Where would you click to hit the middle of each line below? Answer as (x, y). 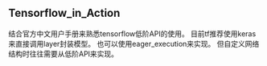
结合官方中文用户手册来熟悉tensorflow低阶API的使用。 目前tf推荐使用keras (132, 33)
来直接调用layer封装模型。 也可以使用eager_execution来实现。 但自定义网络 (134, 43)
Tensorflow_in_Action (64, 13)
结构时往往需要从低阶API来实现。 (64, 54)
